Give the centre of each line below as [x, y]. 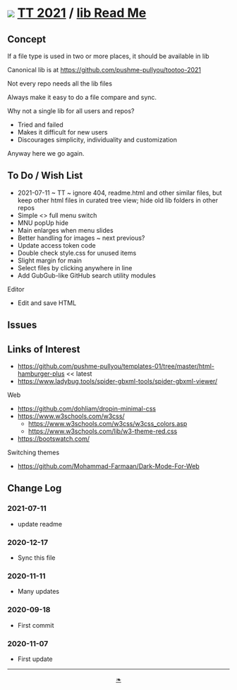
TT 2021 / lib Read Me [82, 13]
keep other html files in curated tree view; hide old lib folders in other [118, 200]
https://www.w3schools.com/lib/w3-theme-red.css [103, 431]
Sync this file [36, 558]
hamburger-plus [41, 374]
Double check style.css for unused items [77, 253]
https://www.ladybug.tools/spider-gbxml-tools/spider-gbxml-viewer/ [117, 381]
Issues [22, 325]
